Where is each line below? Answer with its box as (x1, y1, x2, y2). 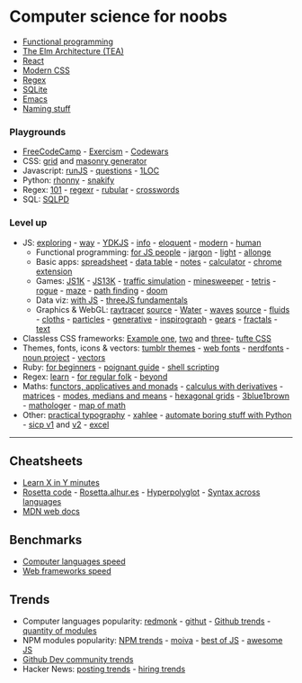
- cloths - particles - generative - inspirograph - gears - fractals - (35, 314, 279, 324)
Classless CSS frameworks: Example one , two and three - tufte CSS (22, 332, 272, 343)
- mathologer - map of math (22, 399, 126, 411)
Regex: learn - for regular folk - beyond (22, 371, 168, 382)
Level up (9, 216, 48, 229)
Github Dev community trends (22, 653, 134, 664)
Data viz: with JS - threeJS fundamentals (35, 295, 189, 305)
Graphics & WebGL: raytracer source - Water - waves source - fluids (35, 304, 290, 314)
